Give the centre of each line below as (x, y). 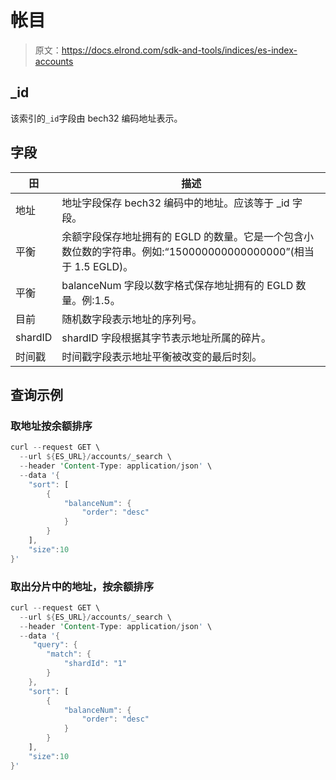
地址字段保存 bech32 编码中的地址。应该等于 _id (175, 203)
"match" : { (69, 654)
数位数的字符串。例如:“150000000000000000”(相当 (188, 251)
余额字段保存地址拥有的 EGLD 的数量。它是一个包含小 (188, 236)
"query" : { (55, 645)
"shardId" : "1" (95, 664)
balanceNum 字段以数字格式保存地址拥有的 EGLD (177, 285)
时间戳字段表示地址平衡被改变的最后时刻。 (162, 356)
